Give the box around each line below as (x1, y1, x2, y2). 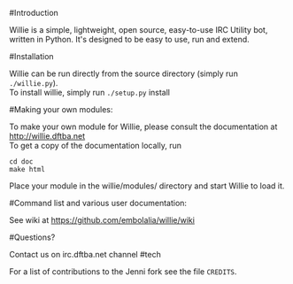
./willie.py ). (9, 78, 58, 88)
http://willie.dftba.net (9, 131, 86, 141)
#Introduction (9, 8, 59, 18)
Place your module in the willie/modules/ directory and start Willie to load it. (9, 180, 285, 191)
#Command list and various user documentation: (9, 198, 188, 208)
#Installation (9, 51, 55, 61)
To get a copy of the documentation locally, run (9, 141, 182, 150)
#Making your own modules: (9, 104, 113, 114)
